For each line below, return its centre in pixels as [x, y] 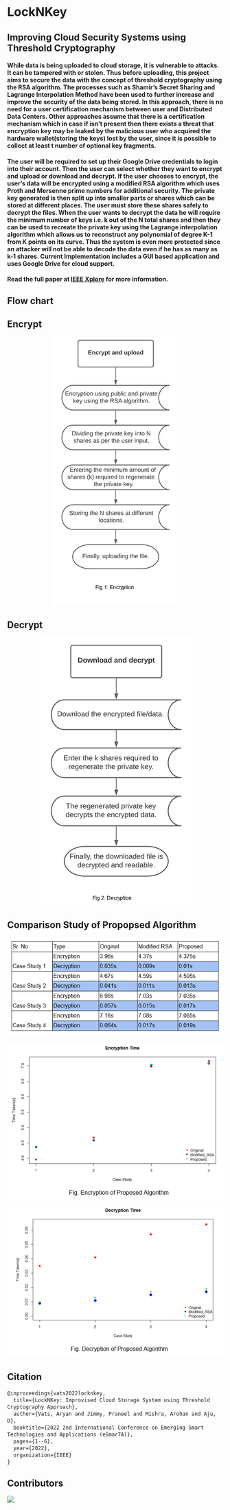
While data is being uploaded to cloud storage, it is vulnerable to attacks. [113, 65]
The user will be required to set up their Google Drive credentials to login [113, 161]
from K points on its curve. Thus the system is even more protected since [114, 242]
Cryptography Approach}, [43, 1407]
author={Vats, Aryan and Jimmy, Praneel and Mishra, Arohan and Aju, [115, 1414]
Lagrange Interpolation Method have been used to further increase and [111, 95]
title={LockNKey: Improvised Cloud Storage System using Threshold [112, 1400]
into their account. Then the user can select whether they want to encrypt [115, 168]
